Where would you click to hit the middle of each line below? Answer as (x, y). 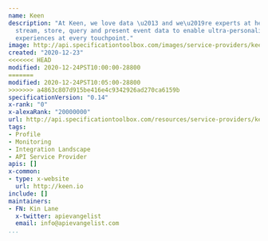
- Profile (25, 134)
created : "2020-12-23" (46, 53)
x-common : (25, 172)
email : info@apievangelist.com (67, 223)
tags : (17, 127)
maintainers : (30, 201)
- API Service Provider (48, 156)
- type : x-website (39, 179)
